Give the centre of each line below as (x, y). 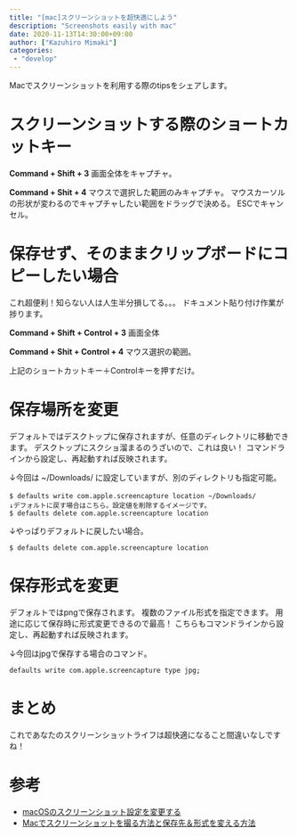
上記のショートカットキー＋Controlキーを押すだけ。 (104, 370)
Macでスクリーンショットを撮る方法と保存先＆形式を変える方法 (139, 823)
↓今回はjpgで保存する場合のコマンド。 (80, 653)
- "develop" (35, 59)
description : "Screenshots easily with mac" (93, 26)
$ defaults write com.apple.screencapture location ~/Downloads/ (132, 496)
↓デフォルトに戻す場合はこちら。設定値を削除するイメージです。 (110, 505)
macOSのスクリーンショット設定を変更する (101, 811)
